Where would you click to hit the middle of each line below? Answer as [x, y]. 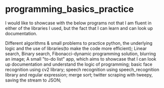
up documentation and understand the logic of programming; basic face [79, 64]
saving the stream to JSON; [33, 80]
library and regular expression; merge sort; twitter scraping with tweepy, [79, 75]
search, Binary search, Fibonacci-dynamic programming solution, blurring [81, 54]
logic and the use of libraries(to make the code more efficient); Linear [76, 48]
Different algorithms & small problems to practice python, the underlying [79, 43]
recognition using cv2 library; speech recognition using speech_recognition [82, 69]
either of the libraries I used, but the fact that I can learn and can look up [79, 28]
